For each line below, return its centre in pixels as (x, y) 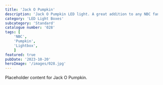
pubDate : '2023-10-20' (28, 59)
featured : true (20, 55)
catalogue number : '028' (30, 28)
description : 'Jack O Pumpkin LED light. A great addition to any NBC (78, 14)
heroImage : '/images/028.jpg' (36, 64)
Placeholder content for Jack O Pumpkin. (46, 78)
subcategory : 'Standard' (30, 23)
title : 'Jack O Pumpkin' (30, 9)
